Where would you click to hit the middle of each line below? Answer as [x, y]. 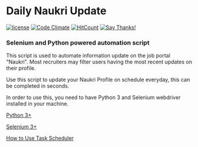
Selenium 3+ [22, 127]
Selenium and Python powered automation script [78, 43]
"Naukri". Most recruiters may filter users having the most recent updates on [99, 62]
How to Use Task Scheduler [40, 138]
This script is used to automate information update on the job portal [88, 56]
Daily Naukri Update [56, 11]
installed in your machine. [38, 104]
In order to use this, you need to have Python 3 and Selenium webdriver [94, 98]
